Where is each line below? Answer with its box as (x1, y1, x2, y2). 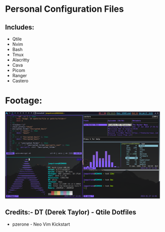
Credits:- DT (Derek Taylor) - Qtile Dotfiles (5, 208, 137, 217)
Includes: (5, 23, 34, 31)
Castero (12, 78, 28, 84)
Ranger (12, 73, 27, 78)
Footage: (5, 95, 43, 106)
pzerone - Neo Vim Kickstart (12, 221, 70, 227)
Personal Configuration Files (5, 3, 124, 15)
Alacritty (12, 57, 29, 62)
